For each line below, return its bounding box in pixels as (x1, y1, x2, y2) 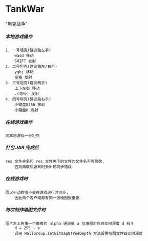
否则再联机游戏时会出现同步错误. (14, 164, 74, 169)
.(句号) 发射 (14, 91, 39, 96)
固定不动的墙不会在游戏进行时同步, (5, 190, 69, 195)
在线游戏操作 (5, 119, 32, 125)
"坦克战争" (5, 21, 28, 27)
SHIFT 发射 (14, 58, 36, 64)
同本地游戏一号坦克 (5, 133, 40, 138)
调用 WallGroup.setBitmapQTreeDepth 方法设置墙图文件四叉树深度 (14, 231, 143, 236)
